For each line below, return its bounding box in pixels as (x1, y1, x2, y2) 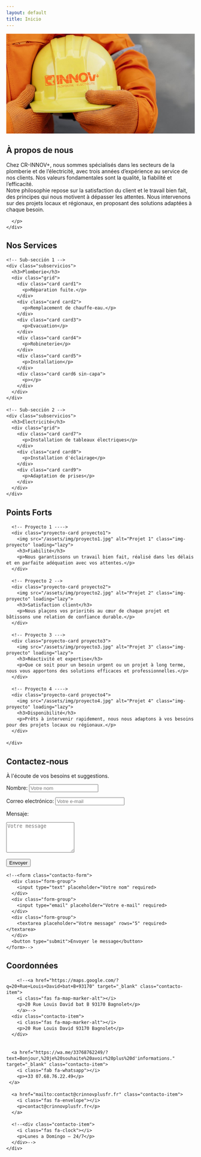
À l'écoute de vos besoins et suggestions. (6, 772, 109, 780)
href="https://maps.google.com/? (35, 977, 119, 984)
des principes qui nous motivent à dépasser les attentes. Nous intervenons (6, 193, 191, 200)
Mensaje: (6, 810, 29, 817)
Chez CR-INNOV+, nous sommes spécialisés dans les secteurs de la (6, 161, 175, 168)
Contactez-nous (6, 756, 69, 766)
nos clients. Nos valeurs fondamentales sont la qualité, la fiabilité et (6, 174, 172, 181)
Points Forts (6, 507, 53, 517)
